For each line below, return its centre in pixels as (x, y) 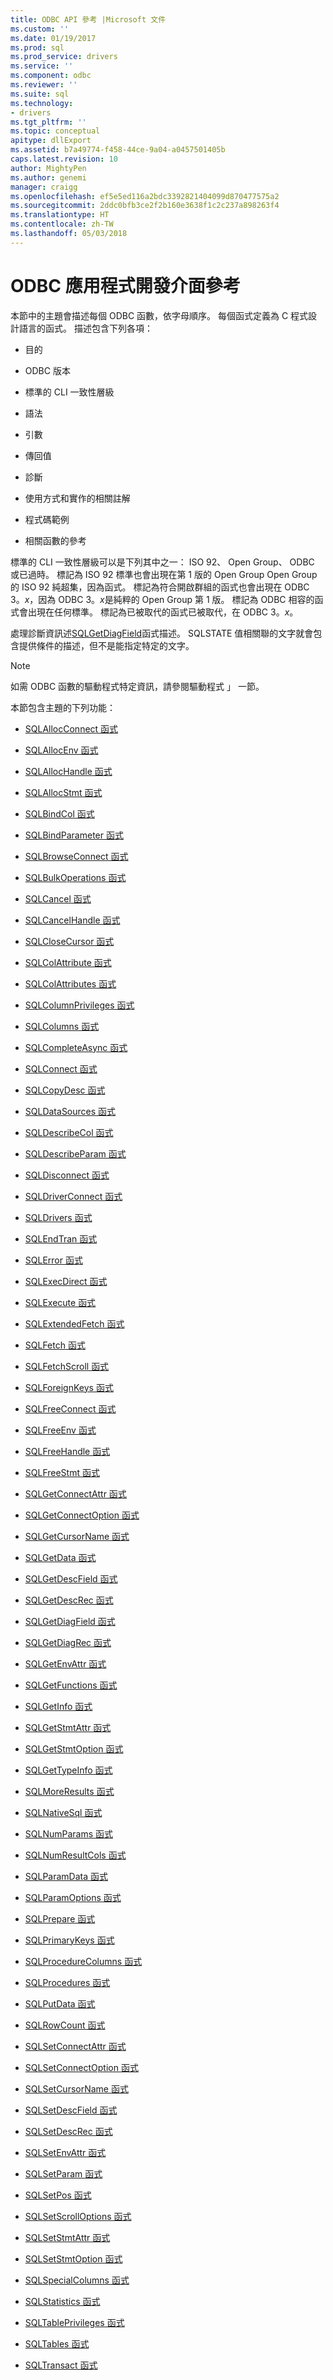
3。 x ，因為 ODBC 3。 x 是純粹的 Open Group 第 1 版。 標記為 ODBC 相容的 (162, 599)
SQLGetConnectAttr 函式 (75, 1493)
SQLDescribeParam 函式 (75, 1153)
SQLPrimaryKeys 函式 (69, 1940)
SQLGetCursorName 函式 (77, 1536)
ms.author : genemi (48, 177)
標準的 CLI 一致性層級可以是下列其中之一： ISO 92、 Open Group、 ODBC (162, 562)
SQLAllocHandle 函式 (68, 771)
